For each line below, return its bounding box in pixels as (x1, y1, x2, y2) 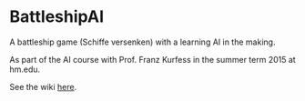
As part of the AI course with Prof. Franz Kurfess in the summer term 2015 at (9, 54, 296, 65)
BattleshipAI (9, 6, 105, 27)
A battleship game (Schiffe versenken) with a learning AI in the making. (9, 36, 276, 47)
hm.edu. (9, 64, 41, 75)
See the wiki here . (9, 81, 77, 92)
